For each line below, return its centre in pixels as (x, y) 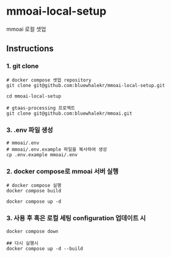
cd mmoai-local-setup (34, 96)
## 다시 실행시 (22, 243)
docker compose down (33, 231)
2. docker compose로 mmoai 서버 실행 (63, 171)
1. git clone (23, 66)
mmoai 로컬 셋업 (26, 29)
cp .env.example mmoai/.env (42, 154)
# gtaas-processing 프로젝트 (41, 108)
